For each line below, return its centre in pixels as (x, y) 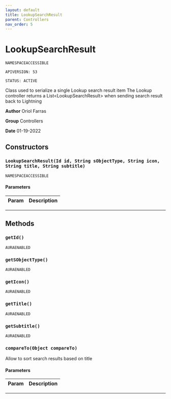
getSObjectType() (27, 260)
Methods (20, 224)
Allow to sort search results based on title (49, 359)
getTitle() (19, 304)
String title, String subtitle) (45, 166)
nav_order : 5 (19, 24)
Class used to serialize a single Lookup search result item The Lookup (79, 90)
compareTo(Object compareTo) (41, 348)
